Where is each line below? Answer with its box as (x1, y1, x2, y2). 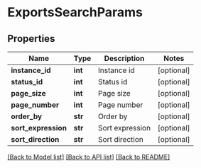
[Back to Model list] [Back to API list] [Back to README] (7, 153, 170, 161)
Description (104, 54, 145, 63)
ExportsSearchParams (7, 4, 143, 21)
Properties (7, 33, 55, 45)
